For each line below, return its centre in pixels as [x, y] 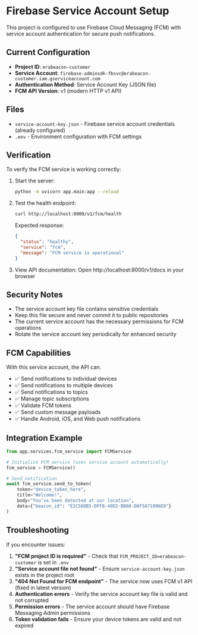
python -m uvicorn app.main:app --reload [67, 192]
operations [28, 328]
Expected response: [39, 225]
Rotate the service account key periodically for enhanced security [95, 334]
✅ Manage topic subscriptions [52, 399]
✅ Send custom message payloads [58, 412]
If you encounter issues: [36, 544]
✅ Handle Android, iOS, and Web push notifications [78, 419]
